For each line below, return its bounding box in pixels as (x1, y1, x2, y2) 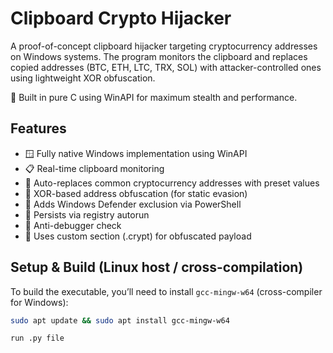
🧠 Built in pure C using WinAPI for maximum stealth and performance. (10, 91, 298, 103)
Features (10, 120, 67, 137)
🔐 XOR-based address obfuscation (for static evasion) (24, 187, 248, 199)
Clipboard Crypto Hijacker (10, 7, 232, 30)
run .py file (10, 333, 65, 344)
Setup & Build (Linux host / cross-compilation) (10, 259, 304, 276)
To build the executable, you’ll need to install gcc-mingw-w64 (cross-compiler (10, 285, 323, 297)
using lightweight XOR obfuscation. (10, 72, 156, 84)
